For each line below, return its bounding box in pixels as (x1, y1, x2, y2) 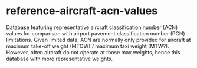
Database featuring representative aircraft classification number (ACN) (6, 24, 178, 31)
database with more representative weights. (6, 55, 113, 62)
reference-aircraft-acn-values (6, 4, 158, 18)
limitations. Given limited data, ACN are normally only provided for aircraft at (6, 36, 191, 43)
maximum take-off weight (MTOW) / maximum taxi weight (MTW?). (6, 43, 169, 50)
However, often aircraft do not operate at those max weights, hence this (6, 48, 180, 56)
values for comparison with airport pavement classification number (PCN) (6, 30, 186, 37)
